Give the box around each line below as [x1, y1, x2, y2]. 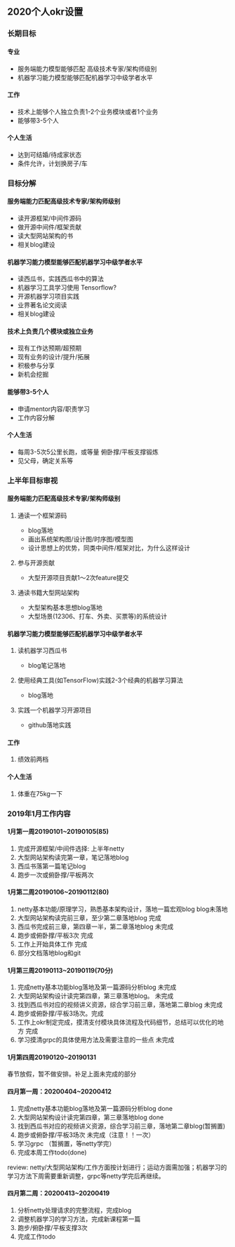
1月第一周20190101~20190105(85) [7, 828, 109, 836]
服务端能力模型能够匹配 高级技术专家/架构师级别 [17, 65, 157, 73]
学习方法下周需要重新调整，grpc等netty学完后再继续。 [7, 1171, 165, 1180]
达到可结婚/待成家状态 [17, 150, 82, 159]
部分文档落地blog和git [17, 948, 81, 957]
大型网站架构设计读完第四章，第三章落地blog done [17, 1113, 164, 1121]
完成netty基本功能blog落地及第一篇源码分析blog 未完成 [17, 983, 177, 992]
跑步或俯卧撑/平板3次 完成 [17, 931, 93, 939]
